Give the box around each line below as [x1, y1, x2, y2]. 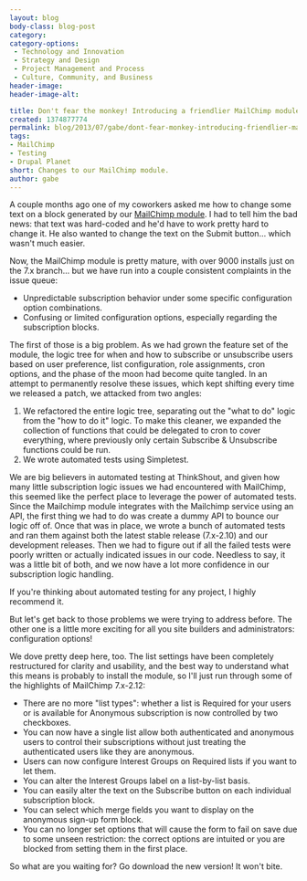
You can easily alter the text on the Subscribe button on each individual [22, 785, 291, 796]
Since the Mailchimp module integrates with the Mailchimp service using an [9, 501, 294, 512]
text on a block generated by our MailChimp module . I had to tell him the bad [9, 209, 298, 220]
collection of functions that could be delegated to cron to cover [22, 425, 261, 436]
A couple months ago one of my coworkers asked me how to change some [9, 199, 292, 210]
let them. [22, 766, 57, 777]
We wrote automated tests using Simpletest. [22, 454, 189, 466]
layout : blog [9, 13, 59, 23]
